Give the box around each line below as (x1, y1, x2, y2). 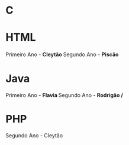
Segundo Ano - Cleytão (5, 132, 63, 139)
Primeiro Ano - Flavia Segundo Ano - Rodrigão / (5, 92, 124, 99)
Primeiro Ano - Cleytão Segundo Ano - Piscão (5, 51, 119, 58)
